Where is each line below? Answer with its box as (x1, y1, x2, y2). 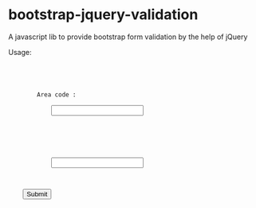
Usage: (8, 47, 32, 57)
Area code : (37, 90, 77, 99)
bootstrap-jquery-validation (8, 6, 199, 24)
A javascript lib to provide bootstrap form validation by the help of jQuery (8, 32, 248, 41)
